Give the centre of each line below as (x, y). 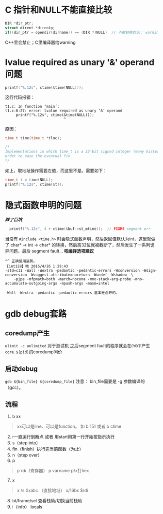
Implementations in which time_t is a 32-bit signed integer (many (75, 152)
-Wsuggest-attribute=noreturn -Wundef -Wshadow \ (81, 275)
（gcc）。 (14, 387)
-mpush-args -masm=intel (84, 284)
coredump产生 (27, 333)
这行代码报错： (20, 97)
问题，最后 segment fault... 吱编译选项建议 (51, 251)
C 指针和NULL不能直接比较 (59, 10)
